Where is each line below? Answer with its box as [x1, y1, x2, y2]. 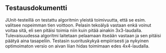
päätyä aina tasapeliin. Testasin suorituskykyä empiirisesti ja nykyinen [5, 38, 149, 44]
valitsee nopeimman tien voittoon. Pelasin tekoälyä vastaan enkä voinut [5, 22, 152, 28]
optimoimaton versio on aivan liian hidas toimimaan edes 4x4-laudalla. [5, 43, 150, 49]
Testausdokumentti [5, 4, 67, 12]
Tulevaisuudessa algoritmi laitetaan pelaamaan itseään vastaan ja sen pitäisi [5, 32, 161, 38]
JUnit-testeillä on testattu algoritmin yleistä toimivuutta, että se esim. [5, 17, 146, 23]
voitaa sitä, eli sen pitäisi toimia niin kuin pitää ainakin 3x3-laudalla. [5, 27, 143, 33]
